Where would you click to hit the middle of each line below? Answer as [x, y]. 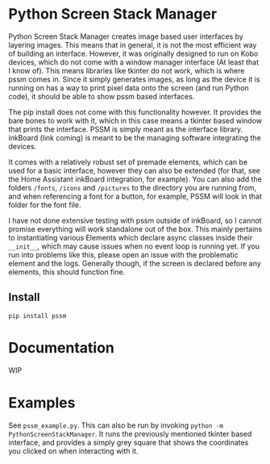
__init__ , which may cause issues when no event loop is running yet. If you [134, 246]
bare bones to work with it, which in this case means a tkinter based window [135, 120]
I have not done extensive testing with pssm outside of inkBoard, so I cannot [135, 220]
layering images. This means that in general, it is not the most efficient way [133, 44]
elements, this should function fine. [67, 272]
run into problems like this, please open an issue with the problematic [124, 254]
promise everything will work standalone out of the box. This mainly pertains [135, 229]
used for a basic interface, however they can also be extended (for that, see [134, 170]
